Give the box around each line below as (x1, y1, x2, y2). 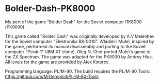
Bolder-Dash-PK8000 (5, 3, 95, 14)
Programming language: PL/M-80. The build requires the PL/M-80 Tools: (5, 68, 150, 74)
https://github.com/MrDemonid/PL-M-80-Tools (5, 73, 99, 79)
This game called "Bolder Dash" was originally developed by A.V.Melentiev (5, 33, 155, 39)
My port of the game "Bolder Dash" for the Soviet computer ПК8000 (5, 19, 142, 25)
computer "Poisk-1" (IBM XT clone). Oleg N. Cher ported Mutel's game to (5, 49, 151, 55)
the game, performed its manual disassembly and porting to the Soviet (5, 43, 146, 49)
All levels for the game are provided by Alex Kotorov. (5, 59, 110, 65)
